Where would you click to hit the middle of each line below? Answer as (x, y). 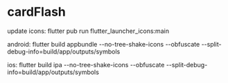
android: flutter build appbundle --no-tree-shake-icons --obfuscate (104, 44)
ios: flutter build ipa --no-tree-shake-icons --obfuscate (86, 64)
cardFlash (36, 12)
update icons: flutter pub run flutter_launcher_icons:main (88, 31)
